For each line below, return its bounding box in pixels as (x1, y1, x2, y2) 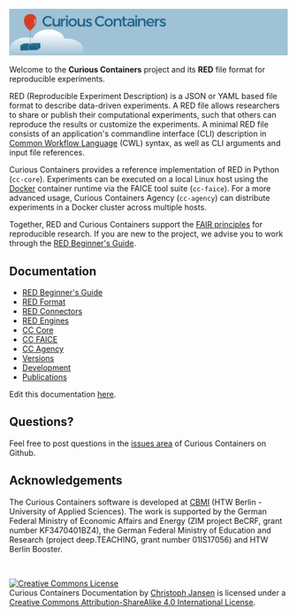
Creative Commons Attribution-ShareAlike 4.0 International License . (9, 597, 256, 607)
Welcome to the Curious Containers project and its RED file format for (9, 65, 265, 75)
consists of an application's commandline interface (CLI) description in (9, 128, 267, 139)
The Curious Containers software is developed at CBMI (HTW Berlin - (9, 497, 263, 507)
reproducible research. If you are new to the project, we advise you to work (9, 228, 284, 239)
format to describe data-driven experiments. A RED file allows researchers (9, 100, 280, 111)
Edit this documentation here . (9, 389, 117, 399)
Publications (21, 372, 68, 382)
